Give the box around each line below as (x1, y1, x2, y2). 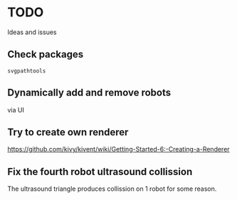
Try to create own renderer (7, 126, 129, 138)
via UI (7, 105, 25, 114)
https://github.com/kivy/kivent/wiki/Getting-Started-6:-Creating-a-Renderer (7, 145, 230, 154)
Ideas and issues (7, 28, 57, 36)
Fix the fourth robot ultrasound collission (7, 165, 193, 178)
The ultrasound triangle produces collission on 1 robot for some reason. (7, 184, 217, 193)
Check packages (7, 48, 84, 60)
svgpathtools (7, 67, 46, 75)
